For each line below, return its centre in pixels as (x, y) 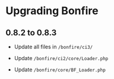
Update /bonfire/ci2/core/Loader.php (61, 58)
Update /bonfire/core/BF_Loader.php (60, 70)
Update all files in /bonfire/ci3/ (53, 47)
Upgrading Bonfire (52, 11)
